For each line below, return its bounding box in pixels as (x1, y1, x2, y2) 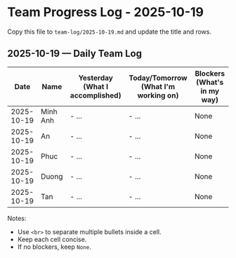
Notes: (7, 214, 27, 222)
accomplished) (70, 90, 122, 100)
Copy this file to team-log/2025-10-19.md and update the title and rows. (7, 27, 212, 36)
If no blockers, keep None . (17, 243, 91, 251)
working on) (137, 90, 179, 100)
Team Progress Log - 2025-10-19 (7, 4, 204, 20)
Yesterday (78, 73, 114, 83)
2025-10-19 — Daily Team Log (7, 48, 143, 60)
